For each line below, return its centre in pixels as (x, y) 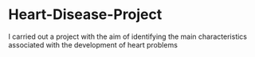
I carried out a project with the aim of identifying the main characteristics (127, 36)
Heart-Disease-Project (85, 15)
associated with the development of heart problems (93, 44)
